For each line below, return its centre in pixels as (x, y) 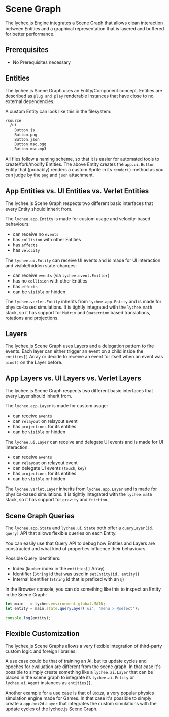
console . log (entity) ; (28, 618)
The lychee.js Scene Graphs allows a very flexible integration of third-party (84, 646)
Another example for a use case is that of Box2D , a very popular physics (80, 693)
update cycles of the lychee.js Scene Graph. (52, 709)
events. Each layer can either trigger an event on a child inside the (74, 351)
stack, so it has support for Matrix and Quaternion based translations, (78, 312)
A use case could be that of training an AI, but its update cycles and (76, 661)
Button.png (26, 135)
